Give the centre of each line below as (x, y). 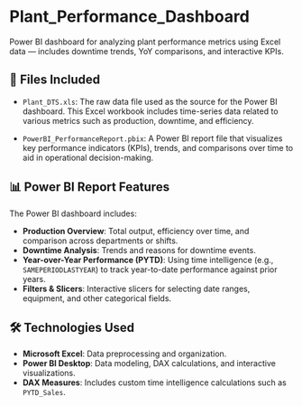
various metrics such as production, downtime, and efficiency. (138, 120)
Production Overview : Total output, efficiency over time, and (136, 231)
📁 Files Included (55, 80)
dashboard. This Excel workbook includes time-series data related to (150, 111)
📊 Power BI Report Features (89, 187)
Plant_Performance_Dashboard (129, 17)
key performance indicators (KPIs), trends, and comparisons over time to (158, 147)
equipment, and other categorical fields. (97, 298)
